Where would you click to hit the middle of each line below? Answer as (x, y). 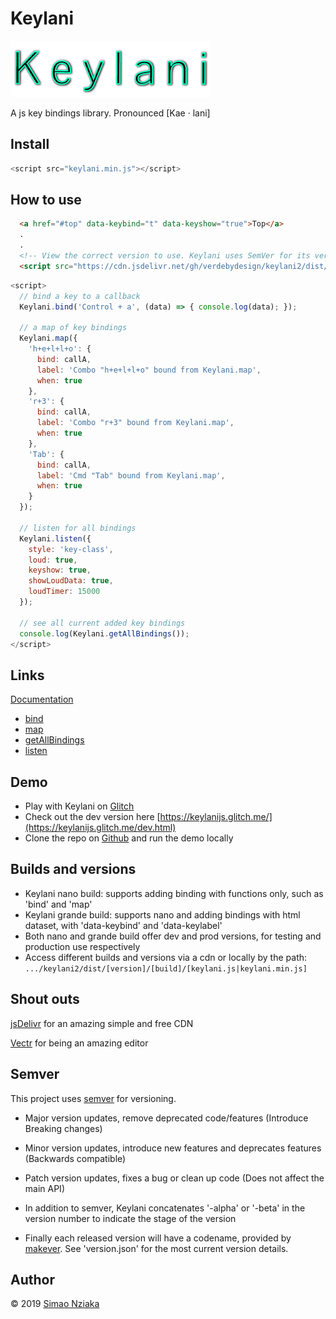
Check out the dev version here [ (92, 817)
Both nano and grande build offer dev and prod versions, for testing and (173, 936)
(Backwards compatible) (75, 1158)
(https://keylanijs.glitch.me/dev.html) (100, 828)
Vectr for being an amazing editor (79, 1043)
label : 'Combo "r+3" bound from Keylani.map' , (135, 423)
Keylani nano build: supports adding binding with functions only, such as (174, 893)
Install (30, 144)
